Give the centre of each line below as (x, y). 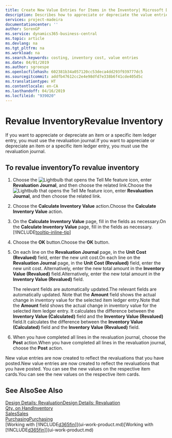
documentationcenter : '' (32, 24)
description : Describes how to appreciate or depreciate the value (79, 15)
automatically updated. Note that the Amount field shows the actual (84, 295)
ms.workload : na (23, 53)
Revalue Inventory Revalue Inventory (84, 121)
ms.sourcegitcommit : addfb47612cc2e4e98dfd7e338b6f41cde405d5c (74, 77)
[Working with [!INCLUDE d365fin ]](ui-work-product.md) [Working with (79, 424)
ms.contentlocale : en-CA (32, 86)
